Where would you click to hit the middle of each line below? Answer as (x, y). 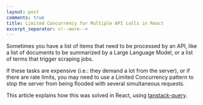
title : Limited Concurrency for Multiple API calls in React (85, 23)
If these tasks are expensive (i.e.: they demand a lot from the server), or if (98, 71)
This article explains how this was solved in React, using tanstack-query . (97, 95)
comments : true (25, 18)
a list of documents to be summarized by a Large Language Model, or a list (100, 53)
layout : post (23, 12)
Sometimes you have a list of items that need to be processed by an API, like (102, 46)
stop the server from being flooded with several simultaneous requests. (95, 84)
